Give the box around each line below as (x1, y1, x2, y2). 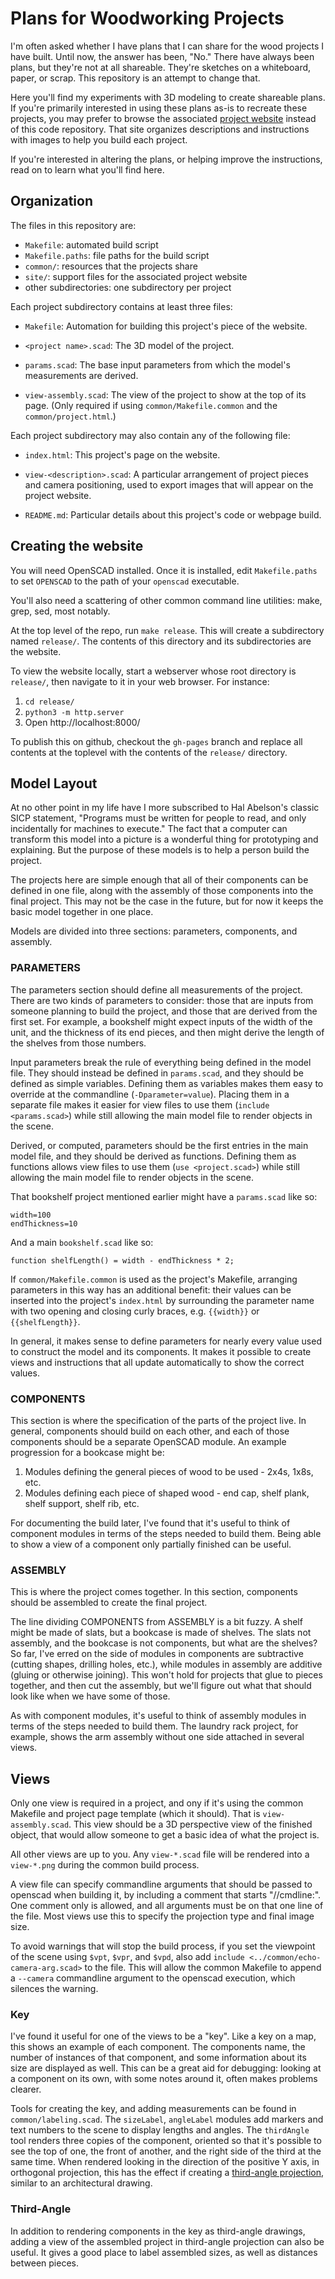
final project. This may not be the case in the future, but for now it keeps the (10, 895, 324, 907)
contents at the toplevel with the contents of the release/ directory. (10, 746, 288, 758)
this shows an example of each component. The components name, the (10, 2041, 306, 2053)
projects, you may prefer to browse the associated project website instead (10, 112, 317, 124)
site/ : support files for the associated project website (24, 270, 248, 282)
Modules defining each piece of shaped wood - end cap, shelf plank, (24, 1487, 310, 1499)
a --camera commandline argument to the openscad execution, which (10, 1972, 296, 1984)
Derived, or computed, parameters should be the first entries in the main (10, 1139, 309, 1151)
